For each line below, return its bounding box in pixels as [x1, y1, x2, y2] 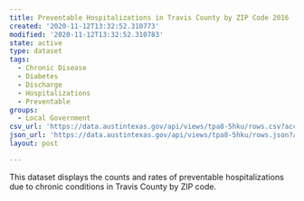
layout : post [9, 139, 59, 148]
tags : [9, 55, 30, 64]
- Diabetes [17, 72, 59, 81]
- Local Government [17, 114, 91, 123]
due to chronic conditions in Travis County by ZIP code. [9, 181, 217, 192]
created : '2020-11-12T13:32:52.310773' [9, 22, 160, 31]
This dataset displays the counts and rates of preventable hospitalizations [9, 171, 285, 182]
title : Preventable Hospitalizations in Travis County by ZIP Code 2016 [9, 13, 290, 23]
